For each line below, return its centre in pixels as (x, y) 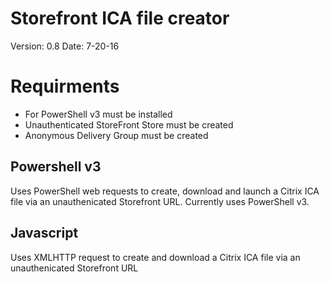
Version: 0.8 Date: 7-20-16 (65, 46)
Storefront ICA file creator (120, 18)
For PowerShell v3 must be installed (98, 114)
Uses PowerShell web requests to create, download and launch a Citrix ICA (165, 191)
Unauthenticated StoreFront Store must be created (129, 124)
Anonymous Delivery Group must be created (116, 135)
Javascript (44, 233)
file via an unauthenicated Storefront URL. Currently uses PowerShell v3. (160, 201)
